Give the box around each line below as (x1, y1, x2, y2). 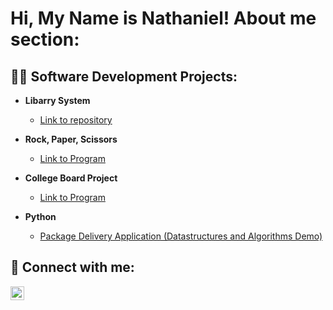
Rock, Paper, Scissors (24, 133, 118, 145)
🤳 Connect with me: (10, 259, 135, 276)
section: (10, 28, 80, 51)
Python (24, 211, 57, 222)
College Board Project (24, 172, 118, 184)
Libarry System (24, 95, 91, 106)
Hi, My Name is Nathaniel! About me (10, 7, 317, 30)
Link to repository (39, 114, 113, 126)
